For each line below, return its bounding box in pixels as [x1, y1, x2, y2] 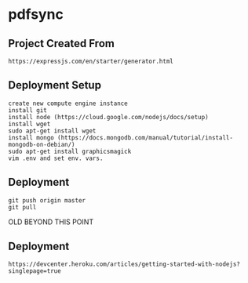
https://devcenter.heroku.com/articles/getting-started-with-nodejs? [8, 260, 241, 268]
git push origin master [8, 196, 86, 205]
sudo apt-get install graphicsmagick [8, 147, 132, 155]
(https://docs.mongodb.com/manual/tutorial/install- [57, 133, 234, 142]
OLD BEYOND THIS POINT [8, 217, 94, 227]
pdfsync [8, 5, 64, 24]
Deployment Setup [8, 78, 102, 92]
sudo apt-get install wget [8, 127, 97, 135]
